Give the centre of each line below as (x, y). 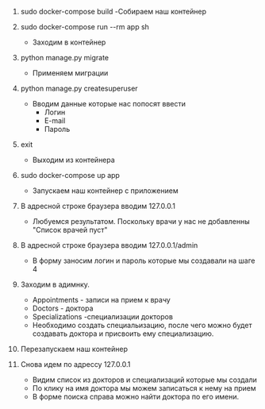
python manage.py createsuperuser (79, 88)
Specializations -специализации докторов (103, 316)
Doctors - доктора (63, 308)
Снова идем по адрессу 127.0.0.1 (75, 364)
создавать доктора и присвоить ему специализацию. (123, 334)
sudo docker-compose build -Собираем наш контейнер (113, 12)
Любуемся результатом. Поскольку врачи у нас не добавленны (141, 221)
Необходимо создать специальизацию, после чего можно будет (142, 325)
